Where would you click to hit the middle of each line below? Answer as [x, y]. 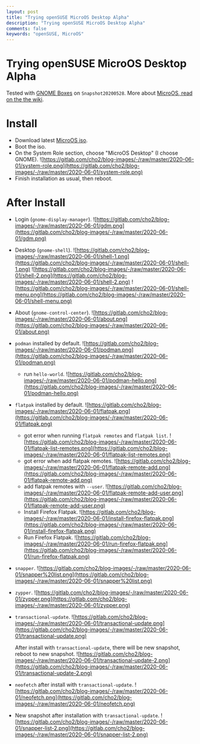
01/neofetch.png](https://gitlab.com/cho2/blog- [73, 697]
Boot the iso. [30, 147]
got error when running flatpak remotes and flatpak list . [96, 435]
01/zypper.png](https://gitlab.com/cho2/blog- [71, 599]
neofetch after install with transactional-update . [74, 685]
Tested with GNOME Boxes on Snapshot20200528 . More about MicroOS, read [99, 93]
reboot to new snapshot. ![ [47, 653]
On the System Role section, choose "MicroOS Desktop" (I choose [96, 153]
